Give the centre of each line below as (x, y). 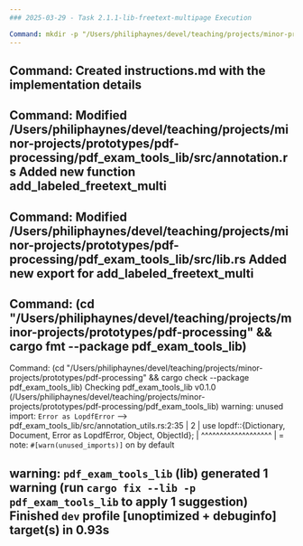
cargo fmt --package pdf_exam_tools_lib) (128, 347)
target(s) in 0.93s (60, 530)
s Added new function (73, 172)
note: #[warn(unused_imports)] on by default (92, 445)
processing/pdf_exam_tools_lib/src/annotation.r (149, 158)
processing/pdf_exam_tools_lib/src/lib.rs (128, 259)
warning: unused (252, 407)
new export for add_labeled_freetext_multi (132, 273)
